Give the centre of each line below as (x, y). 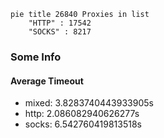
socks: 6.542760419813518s (83, 124)
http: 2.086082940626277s (82, 114)
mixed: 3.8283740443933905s (89, 103)
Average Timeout (47, 81)
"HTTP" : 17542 (60, 23)
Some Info (36, 57)
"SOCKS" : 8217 (60, 32)
